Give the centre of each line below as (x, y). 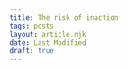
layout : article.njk (48, 34)
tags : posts (32, 26)
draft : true (32, 51)
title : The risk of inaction (64, 17)
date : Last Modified (48, 43)
